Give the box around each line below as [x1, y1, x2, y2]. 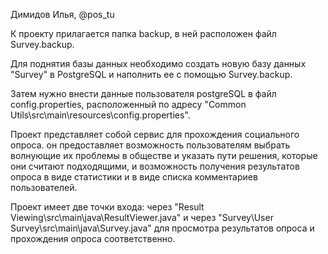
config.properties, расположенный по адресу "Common [10, 99, 247, 110]
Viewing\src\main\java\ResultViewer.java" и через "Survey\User [10, 212, 274, 223]
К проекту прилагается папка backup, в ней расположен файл [10, 28, 277, 39]
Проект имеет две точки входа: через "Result [10, 201, 205, 213]
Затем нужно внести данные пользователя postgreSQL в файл [10, 88, 277, 99]
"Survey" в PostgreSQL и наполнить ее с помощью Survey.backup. [10, 69, 293, 80]
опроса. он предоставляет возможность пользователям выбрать [10, 139, 291, 151]
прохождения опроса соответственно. [10, 233, 176, 244]
